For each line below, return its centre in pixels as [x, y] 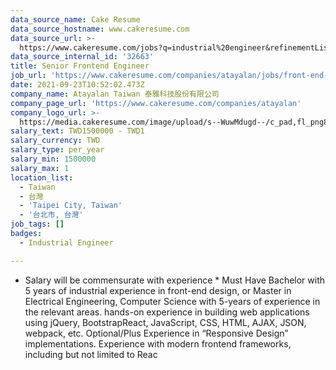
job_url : [28, 76]
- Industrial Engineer [66, 242]
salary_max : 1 [40, 168]
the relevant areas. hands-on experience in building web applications [167, 312]
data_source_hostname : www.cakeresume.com [100, 29]
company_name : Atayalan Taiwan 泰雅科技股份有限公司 [115, 94]
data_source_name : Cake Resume [75, 19]
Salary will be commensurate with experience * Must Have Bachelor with [175, 280]
